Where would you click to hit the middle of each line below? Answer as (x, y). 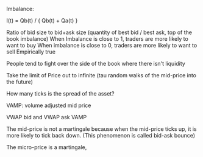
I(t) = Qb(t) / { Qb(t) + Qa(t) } (42, 20)
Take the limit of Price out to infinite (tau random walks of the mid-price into (101, 75)
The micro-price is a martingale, (47, 147)
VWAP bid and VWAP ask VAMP (47, 117)
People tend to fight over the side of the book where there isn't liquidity (96, 64)
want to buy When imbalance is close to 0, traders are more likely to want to (102, 45)
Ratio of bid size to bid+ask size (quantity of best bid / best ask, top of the (99, 32)
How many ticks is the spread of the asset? (60, 93)
